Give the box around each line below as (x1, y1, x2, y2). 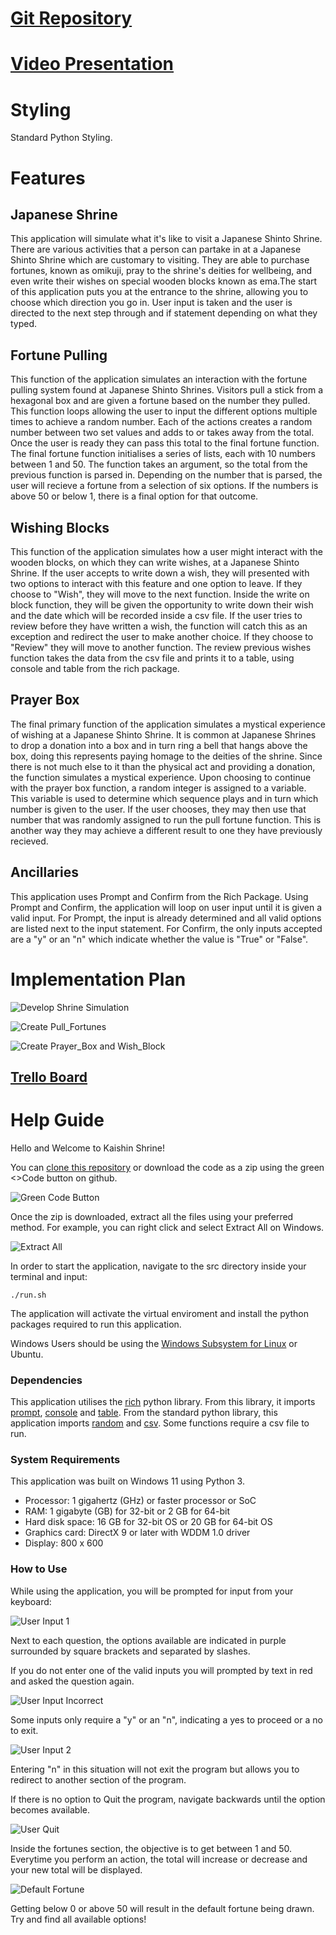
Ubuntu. (10, 1348, 44, 1360)
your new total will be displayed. (10, 1863, 143, 1876)
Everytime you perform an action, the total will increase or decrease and (10, 1853, 308, 1865)
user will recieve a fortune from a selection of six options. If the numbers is (10, 480, 319, 492)
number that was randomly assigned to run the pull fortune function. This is (10, 813, 322, 826)
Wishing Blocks (10, 519, 110, 536)
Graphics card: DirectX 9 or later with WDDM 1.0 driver (24, 1527, 251, 1539)
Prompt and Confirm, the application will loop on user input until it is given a (10, 901, 323, 913)
